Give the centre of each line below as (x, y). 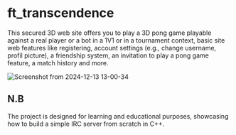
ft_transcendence (61, 13)
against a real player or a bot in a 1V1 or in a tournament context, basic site (116, 40)
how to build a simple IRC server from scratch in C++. (86, 124)
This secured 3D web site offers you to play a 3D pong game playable (109, 33)
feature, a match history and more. (58, 63)
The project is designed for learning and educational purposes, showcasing (118, 116)
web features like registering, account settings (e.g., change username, (112, 48)
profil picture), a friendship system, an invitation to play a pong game (108, 55)
